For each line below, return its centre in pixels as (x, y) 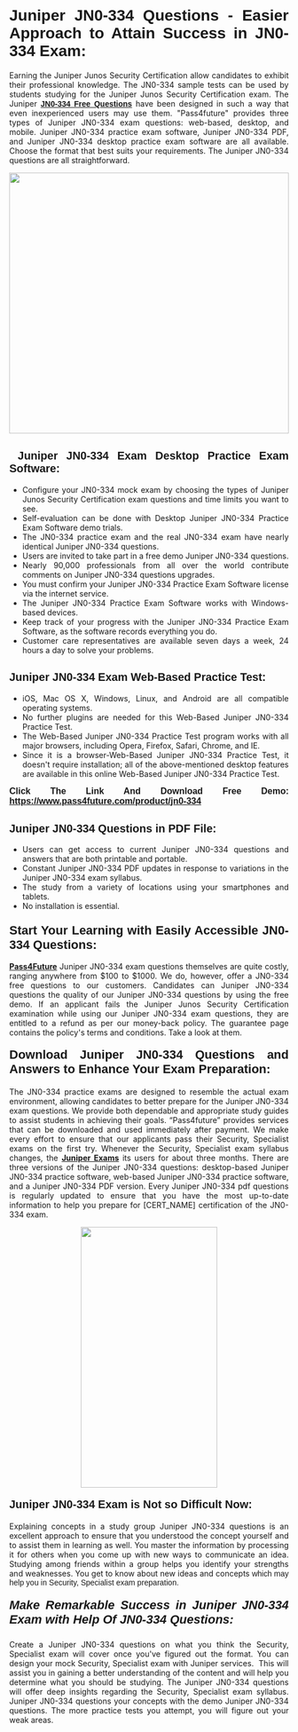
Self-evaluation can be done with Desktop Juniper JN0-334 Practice (155, 518)
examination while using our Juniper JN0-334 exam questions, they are (149, 1013)
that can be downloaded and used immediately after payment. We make (149, 1129)
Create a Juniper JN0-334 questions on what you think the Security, (149, 1645)
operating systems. (57, 708)
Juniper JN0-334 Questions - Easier (149, 16)
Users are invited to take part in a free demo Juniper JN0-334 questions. (156, 556)
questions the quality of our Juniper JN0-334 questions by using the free (149, 994)
